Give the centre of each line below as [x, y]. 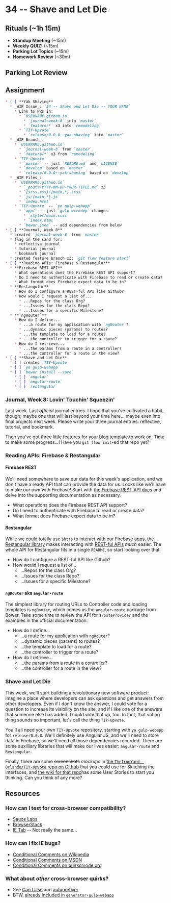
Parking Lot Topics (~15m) [41, 51]
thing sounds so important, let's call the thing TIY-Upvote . [65, 720]
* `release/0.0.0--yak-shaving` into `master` [74, 135]
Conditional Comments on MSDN [47, 860]
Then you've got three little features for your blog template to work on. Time [85, 437]
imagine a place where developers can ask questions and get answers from [84, 698]
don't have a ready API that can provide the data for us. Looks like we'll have [86, 484]
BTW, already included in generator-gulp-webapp [63, 895]
